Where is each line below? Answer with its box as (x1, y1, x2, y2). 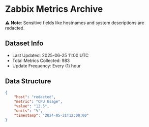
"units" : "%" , (14, 108, 43, 114)
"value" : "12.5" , (14, 104, 50, 109)
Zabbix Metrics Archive (5, 3, 103, 15)
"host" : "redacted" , (14, 95, 56, 99)
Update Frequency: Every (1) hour (12, 63, 81, 68)
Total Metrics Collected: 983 (12, 58, 70, 63)
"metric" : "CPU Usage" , (14, 99, 63, 104)
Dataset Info (5, 39, 44, 48)
